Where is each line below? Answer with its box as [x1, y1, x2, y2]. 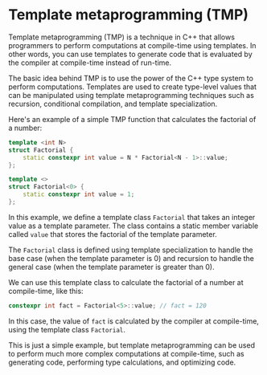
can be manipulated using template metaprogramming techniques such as [8, 90, 255, 100]
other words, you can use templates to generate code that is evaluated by [8, 49, 253, 59]
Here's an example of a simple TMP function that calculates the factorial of [8, 114, 257, 124]
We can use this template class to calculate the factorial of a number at [8, 277, 244, 287]
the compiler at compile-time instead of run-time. [8, 58, 172, 67]
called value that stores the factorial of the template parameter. [8, 229, 217, 238]
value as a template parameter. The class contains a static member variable [8, 221, 259, 230]
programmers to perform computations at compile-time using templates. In [8, 40, 257, 50]
